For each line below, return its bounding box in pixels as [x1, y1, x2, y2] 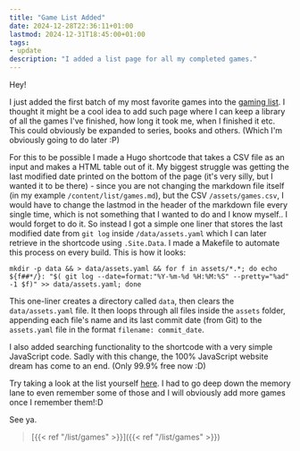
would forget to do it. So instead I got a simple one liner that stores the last [9, 218, 283, 229]
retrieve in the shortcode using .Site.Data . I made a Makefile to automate [9, 238, 280, 248]
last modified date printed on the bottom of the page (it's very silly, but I [9, 171, 274, 182]
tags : [9, 38, 29, 47]
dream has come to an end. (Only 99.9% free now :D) [9, 361, 207, 371]
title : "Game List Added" [9, 13, 105, 22]
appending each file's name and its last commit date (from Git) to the [9, 315, 262, 325]
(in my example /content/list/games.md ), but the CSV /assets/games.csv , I [9, 190, 284, 200]
